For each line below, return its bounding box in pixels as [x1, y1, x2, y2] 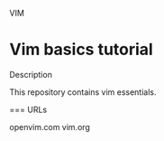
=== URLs [9, 104, 48, 115]
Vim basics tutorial [9, 40, 153, 60]
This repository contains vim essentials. [9, 86, 157, 98]
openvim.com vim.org [9, 121, 90, 132]
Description [9, 69, 52, 80]
